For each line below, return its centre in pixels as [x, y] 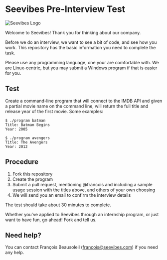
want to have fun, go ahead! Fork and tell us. [51, 220]
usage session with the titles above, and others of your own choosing [84, 190]
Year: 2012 [16, 146]
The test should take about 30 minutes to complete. [58, 205]
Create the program [33, 179]
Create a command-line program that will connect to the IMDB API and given [84, 101]
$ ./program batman [25, 121]
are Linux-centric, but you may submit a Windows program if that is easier [81, 68]
